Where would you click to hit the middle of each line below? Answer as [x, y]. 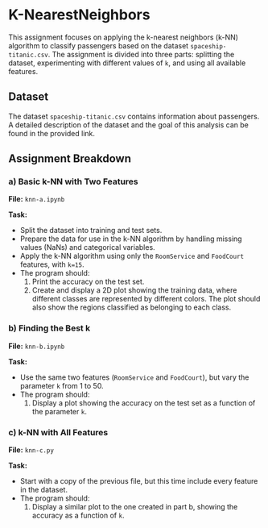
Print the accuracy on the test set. [88, 282]
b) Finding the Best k [49, 328]
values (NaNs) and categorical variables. [87, 247]
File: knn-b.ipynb [37, 346]
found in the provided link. [52, 133]
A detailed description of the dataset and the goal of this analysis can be [129, 125]
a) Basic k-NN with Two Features [73, 181]
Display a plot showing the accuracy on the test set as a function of [144, 403]
